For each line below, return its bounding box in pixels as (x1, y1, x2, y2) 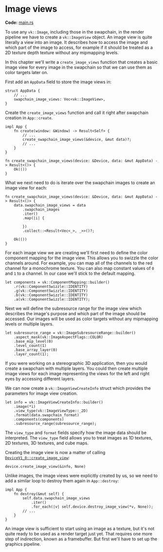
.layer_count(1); (14, 352, 49, 357)
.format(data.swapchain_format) (14, 413, 79, 418)
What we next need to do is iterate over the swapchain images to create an (5, 179, 155, 186)
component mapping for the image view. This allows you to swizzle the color (5, 255, 159, 261)
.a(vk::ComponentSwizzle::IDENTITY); (14, 297, 91, 302)
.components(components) (14, 417, 64, 422)
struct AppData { (5, 88, 40, 93)
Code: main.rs (5, 19, 34, 25)
